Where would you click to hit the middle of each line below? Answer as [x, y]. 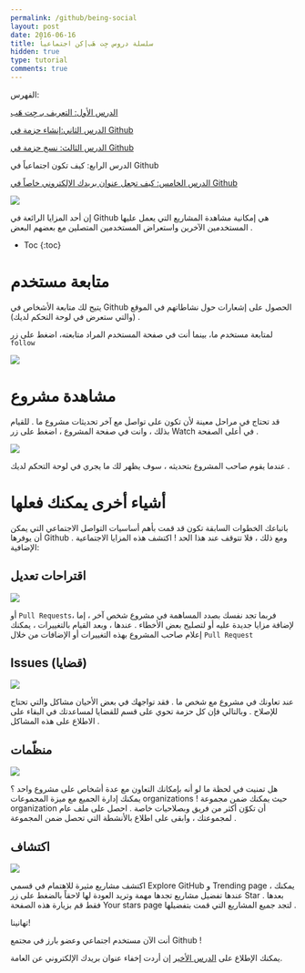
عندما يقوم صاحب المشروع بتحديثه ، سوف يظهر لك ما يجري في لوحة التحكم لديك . [150, 466]
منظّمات [31, 749]
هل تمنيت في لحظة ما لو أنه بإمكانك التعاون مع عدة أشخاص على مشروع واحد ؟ [144, 789]
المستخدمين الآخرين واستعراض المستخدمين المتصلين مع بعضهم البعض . [132, 227]
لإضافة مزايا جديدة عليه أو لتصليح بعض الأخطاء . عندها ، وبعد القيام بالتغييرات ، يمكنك [152, 624]
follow [23, 343]
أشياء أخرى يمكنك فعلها [88, 502]
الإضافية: [25, 547]
